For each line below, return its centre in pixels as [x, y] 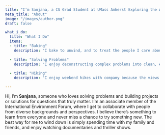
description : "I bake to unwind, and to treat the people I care [82, 50]
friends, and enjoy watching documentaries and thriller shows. [68, 127]
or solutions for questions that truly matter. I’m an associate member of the [81, 101]
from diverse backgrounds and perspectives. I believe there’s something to [81, 111]
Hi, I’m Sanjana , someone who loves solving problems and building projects [82, 96]
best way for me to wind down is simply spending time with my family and [80, 122]
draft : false [18, 23]
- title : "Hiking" [28, 73]
